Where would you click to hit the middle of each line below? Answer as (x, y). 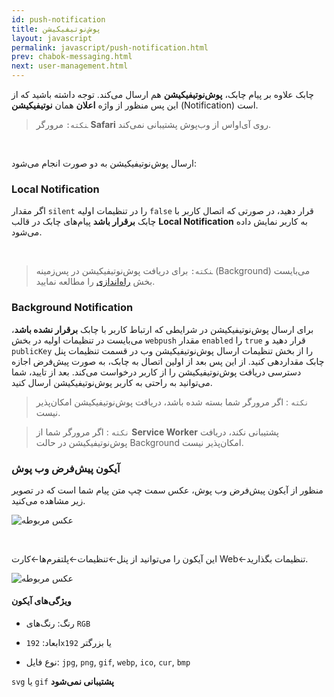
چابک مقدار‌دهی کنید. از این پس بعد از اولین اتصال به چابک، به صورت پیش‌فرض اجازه (168, 361)
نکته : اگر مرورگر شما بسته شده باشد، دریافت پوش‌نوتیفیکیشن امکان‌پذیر (172, 402)
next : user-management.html (70, 66)
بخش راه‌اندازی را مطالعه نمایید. (95, 282)
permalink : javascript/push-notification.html (110, 47)
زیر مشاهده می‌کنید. (48, 500)
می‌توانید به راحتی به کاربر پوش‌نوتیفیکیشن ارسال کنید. (112, 382)
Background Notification (72, 308)
